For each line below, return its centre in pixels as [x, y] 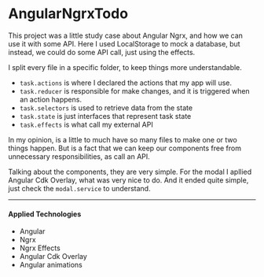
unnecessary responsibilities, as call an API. [79, 156]
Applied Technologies [45, 214]
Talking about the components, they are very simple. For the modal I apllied [130, 172]
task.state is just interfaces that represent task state [105, 116]
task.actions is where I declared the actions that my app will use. [126, 83]
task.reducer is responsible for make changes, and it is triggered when [134, 90]
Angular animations [51, 265]
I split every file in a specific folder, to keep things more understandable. [125, 67]
